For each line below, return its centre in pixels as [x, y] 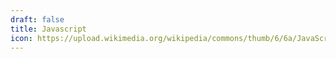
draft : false [37, 19]
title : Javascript [48, 29]
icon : [21, 38]
